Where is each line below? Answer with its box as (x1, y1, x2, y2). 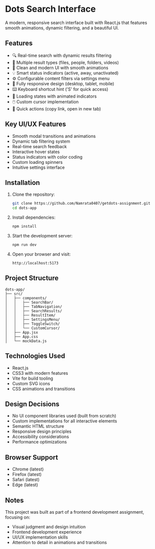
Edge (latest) (12, 482, 38, 488)
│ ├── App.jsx (5, 330, 38, 335)
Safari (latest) (12, 477, 40, 483)
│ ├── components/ (5, 295, 47, 300)
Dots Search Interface (5, 3, 96, 15)
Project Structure (5, 274, 59, 283)
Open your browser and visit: (12, 251, 71, 257)
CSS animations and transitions (12, 386, 75, 392)
